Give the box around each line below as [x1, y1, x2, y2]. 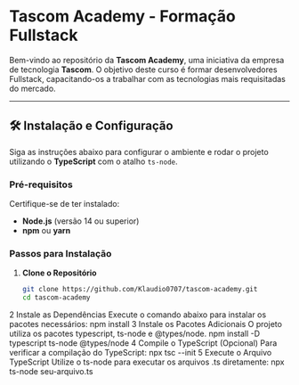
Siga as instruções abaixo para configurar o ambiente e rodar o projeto [9, 146, 269, 157]
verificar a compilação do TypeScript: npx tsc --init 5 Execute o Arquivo [9, 348, 272, 358]
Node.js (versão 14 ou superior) [21, 216, 140, 226]
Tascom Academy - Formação [9, 6, 236, 27]
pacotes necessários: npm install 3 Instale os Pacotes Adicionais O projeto [9, 319, 283, 330]
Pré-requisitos [9, 178, 73, 191]
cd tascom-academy [21, 293, 91, 302]
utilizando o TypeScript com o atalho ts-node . [9, 156, 178, 167]
